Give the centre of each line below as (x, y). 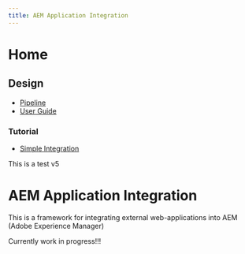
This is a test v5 (34, 163)
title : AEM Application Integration (68, 15)
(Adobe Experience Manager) (56, 226)
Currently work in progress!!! (55, 241)
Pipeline (33, 103)
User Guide (38, 110)
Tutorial (23, 131)
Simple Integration (49, 148)
